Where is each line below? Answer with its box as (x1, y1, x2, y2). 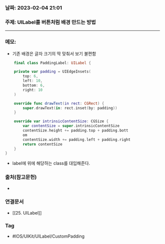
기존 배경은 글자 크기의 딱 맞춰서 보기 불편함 (12, 51, 97, 56)
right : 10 (23, 87, 43, 92)
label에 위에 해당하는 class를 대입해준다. (12, 161, 90, 166)
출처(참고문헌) (5, 174, 37, 181)
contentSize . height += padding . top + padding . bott (23, 128, 129, 133)
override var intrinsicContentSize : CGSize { (14, 119, 109, 124)
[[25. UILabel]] (12, 210, 42, 216)
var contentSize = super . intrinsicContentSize (23, 124, 120, 129)
